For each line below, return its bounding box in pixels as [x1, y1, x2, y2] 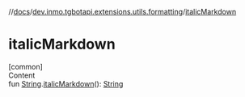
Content [8, 70, 36, 80]
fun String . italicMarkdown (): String [8, 78, 124, 88]
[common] [8, 61, 43, 71]
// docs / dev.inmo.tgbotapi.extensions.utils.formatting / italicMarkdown [8, 7, 237, 16]
